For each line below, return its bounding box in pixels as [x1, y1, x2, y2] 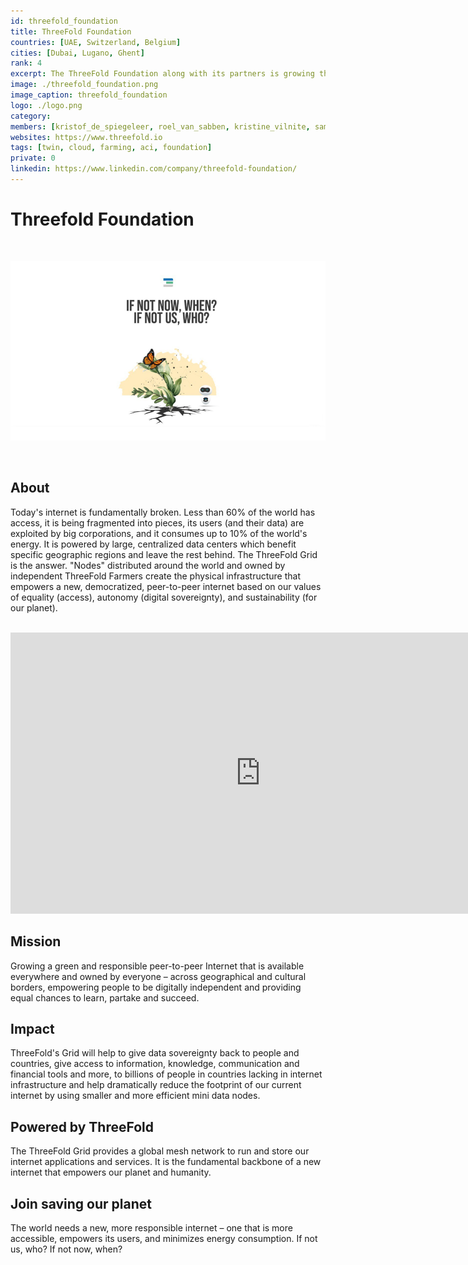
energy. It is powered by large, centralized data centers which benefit [10, 538, 297, 550]
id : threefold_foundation [10, 16, 118, 26]
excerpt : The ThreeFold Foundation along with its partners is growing [10, 69, 315, 79]
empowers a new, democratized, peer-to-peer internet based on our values [10, 580, 322, 592]
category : [10, 111, 52, 121]
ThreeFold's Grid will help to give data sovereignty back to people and [10, 1047, 300, 1059]
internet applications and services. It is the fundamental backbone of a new [10, 1156, 322, 1168]
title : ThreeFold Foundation [10, 26, 132, 37]
